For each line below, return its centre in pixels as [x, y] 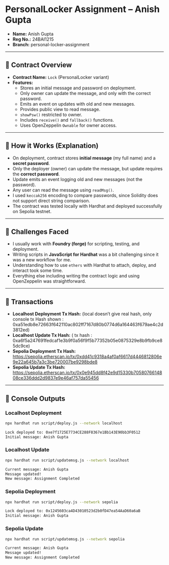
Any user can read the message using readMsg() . [63, 190]
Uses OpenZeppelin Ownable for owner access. [68, 125]
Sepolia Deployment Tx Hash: [44, 351]
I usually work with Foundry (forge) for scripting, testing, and [76, 244]
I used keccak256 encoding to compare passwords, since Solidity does [85, 195]
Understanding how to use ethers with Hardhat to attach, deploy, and [84, 265]
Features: [23, 82]
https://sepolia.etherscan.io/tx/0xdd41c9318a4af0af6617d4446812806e [87, 357]
